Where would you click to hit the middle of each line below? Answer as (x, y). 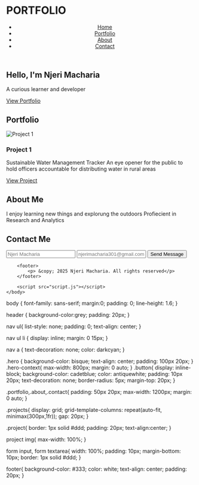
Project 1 (19, 150)
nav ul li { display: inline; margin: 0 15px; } (57, 338)
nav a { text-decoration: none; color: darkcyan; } (66, 350)
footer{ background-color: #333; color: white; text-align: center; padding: (97, 469)
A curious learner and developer (46, 89)
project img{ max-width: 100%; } (46, 439)
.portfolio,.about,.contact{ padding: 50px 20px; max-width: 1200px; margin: (99, 392)
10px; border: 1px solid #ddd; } (44, 457)
